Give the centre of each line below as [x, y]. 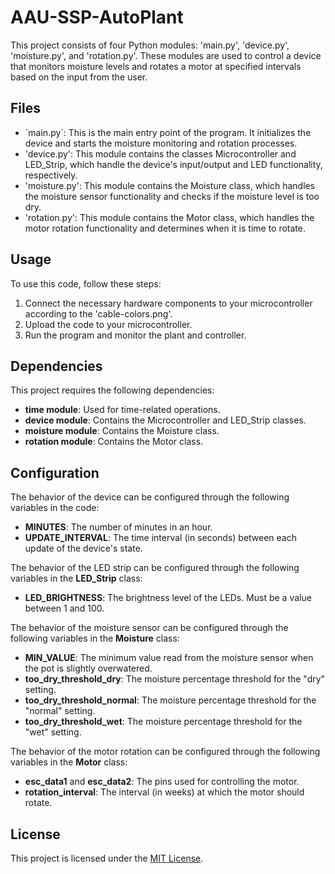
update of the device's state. [83, 548]
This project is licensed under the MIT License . [107, 858]
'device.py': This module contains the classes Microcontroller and [160, 153]
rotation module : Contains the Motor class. [114, 442]
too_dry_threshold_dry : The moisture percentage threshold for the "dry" [175, 679]
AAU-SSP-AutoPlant [97, 17]
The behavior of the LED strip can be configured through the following [155, 568]
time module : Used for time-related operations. [122, 410]
